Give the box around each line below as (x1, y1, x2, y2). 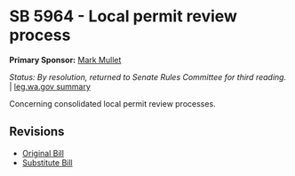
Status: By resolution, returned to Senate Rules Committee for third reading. (9, 71, 287, 82)
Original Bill (21, 148, 65, 158)
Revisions (9, 124, 65, 140)
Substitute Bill (21, 157, 73, 168)
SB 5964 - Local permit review (9, 6, 238, 27)
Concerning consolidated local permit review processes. (9, 98, 216, 108)
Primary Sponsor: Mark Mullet (9, 54, 122, 65)
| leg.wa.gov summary (9, 81, 92, 92)
